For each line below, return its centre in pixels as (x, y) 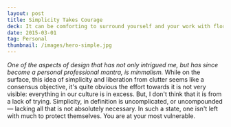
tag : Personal (27, 39)
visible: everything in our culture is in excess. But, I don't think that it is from (114, 94)
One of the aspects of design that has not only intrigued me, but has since (113, 65)
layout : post (26, 13)
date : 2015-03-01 (32, 33)
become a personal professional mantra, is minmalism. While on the (104, 72)
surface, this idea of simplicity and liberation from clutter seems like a (106, 79)
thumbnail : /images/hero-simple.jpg (59, 45)
